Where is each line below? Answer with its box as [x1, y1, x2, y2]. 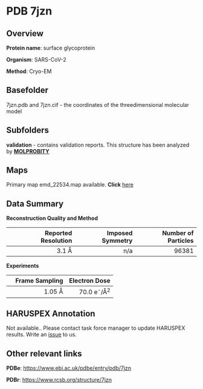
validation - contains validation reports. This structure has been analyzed [6, 141, 190, 149]
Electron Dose [69, 277, 111, 285]
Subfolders [6, 125, 50, 135]
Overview [6, 28, 44, 39]
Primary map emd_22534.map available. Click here [6, 181, 134, 188]
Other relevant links [6, 349, 83, 359]
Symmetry [101, 237, 133, 245]
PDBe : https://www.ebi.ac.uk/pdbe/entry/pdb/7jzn [6, 364, 132, 372]
